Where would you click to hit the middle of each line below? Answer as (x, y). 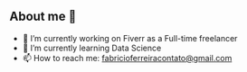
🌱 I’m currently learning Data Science (92, 48)
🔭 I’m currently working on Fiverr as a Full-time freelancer (130, 38)
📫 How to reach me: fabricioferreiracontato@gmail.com (127, 58)
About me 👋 (43, 17)
